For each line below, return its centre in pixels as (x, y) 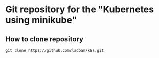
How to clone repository (44, 39)
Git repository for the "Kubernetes (80, 9)
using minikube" (41, 20)
